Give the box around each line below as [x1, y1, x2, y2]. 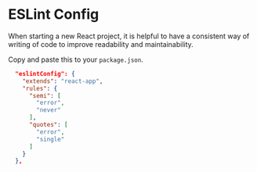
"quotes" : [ [28, 121, 68, 129]
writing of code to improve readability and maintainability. [8, 39, 194, 48]
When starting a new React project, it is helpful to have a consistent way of [8, 31, 250, 41]
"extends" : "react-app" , [22, 77, 103, 85]
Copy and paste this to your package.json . [8, 55, 143, 64]
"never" [36, 106, 61, 114]
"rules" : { [22, 84, 58, 92]
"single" [36, 135, 65, 143]
